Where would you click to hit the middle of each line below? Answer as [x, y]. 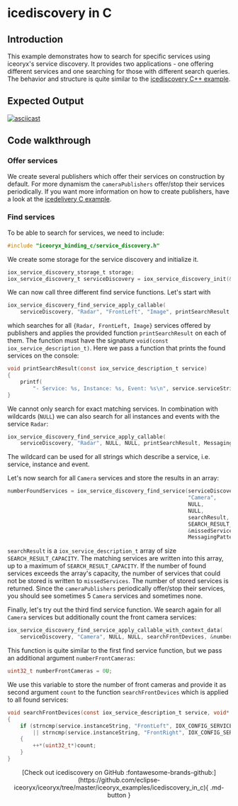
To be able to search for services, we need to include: [86, 233]
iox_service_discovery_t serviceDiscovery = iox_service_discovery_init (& [120, 279]
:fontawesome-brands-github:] [171, 772]
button [117, 795]
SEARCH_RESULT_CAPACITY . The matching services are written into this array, [115, 558]
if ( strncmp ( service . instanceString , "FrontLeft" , [96, 726]
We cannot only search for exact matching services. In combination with [113, 409]
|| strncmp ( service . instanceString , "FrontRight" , [109, 732]
